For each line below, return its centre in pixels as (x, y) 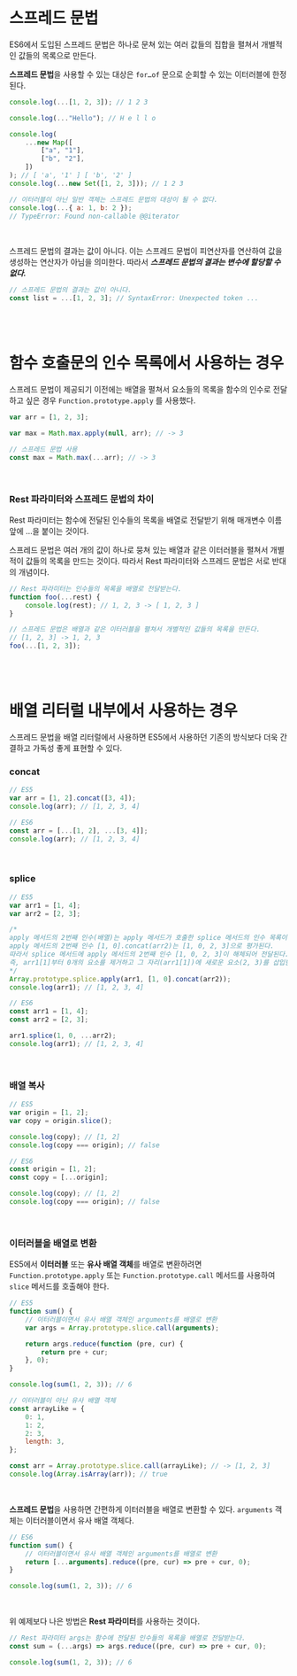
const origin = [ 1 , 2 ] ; (53, 1169)
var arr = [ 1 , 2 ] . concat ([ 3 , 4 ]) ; (73, 798)
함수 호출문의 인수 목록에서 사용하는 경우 (147, 363)
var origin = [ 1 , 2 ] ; (49, 1113)
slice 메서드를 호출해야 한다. (59, 1286)
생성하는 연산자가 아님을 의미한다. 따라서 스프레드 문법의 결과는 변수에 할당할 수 (145, 262)
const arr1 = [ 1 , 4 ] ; (49, 1012)
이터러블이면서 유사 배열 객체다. (80, 1520)
